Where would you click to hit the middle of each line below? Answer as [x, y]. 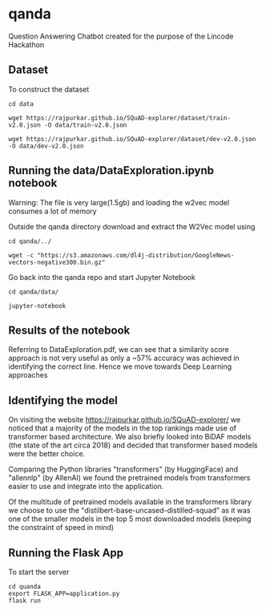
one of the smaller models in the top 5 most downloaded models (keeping [130, 519]
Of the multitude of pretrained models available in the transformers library [130, 502]
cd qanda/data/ [34, 292]
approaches [28, 375]
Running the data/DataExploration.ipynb [111, 170]
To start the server [39, 572]
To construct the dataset [49, 89]
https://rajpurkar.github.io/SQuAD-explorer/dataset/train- [128, 118]
